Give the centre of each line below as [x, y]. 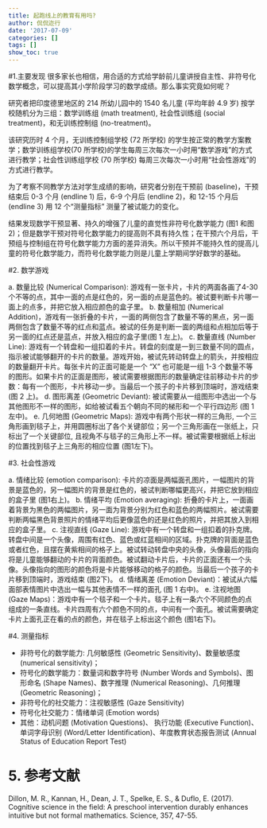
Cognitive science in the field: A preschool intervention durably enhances [128, 807]
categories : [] [33, 38]
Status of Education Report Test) [73, 741]
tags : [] [23, 45]
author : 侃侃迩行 [35, 23]
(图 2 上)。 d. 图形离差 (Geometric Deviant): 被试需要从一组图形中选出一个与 [132, 396]
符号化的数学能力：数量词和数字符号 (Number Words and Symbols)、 [133, 673]
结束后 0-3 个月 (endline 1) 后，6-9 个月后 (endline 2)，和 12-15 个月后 [123, 196]
